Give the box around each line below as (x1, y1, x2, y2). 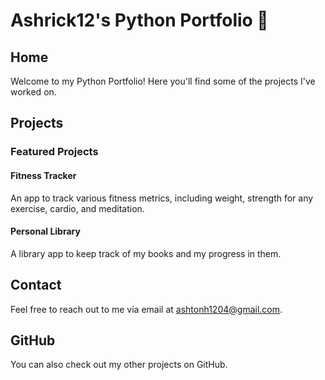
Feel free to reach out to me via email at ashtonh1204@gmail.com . (10, 303, 283, 315)
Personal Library (10, 225, 81, 238)
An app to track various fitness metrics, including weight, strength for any (10, 192, 314, 204)
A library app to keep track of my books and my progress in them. (10, 247, 282, 259)
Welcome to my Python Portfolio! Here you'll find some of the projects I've (10, 75, 316, 87)
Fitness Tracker (10, 169, 77, 181)
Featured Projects (10, 145, 99, 159)
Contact (10, 277, 62, 294)
